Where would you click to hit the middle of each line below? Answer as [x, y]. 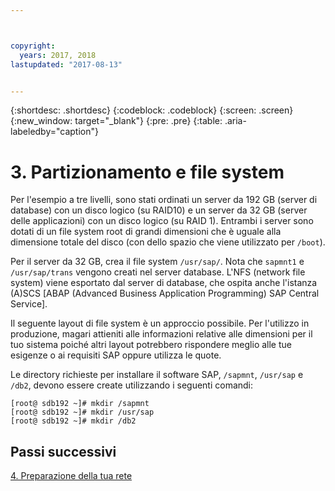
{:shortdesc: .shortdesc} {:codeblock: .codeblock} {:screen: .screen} [152, 110]
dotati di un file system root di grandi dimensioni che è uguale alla [146, 232]
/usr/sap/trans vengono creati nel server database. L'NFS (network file [158, 272]
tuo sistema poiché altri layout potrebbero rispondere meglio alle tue [151, 345]
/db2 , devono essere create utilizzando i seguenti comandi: [132, 385]
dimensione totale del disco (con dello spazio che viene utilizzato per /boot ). [168, 242]
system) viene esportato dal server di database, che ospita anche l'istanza [164, 283]
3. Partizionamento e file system [147, 172]
